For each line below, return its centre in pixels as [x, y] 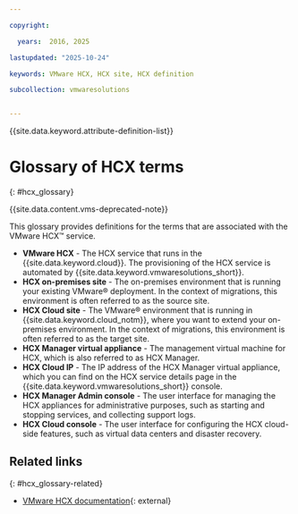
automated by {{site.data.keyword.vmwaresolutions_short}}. [133, 273]
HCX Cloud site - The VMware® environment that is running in [137, 310]
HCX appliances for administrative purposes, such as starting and [144, 405]
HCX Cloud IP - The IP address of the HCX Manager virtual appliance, [151, 367]
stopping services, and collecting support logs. [109, 415]
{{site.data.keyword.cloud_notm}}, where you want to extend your [144, 320]
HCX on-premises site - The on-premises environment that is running [152, 282]
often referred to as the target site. [86, 339]
